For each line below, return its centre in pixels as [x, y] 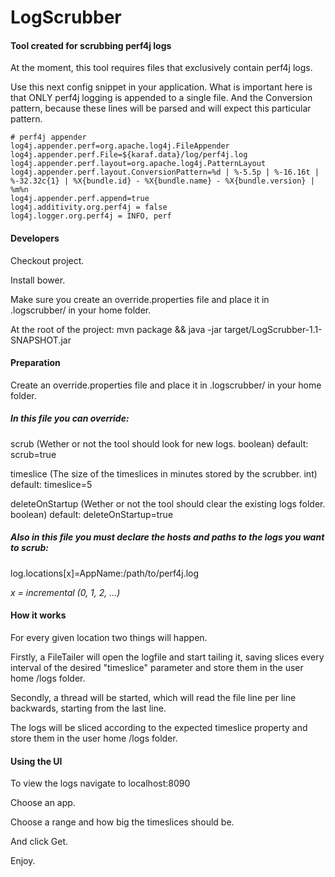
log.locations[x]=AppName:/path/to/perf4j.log [105, 573]
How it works [38, 615]
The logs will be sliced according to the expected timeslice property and [159, 727]
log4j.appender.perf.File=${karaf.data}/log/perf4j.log [129, 155]
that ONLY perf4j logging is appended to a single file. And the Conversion [161, 98]
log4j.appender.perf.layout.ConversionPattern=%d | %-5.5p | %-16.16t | [165, 172]
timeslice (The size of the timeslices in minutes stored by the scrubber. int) [164, 473]
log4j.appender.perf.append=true [80, 199]
